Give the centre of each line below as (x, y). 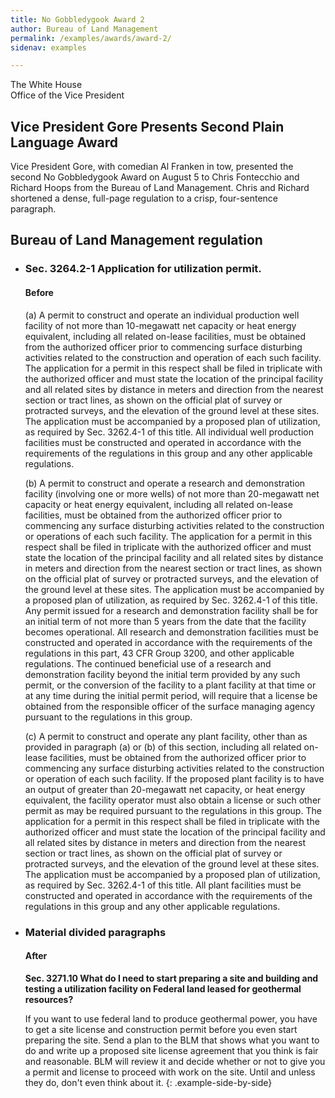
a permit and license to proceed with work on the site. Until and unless (170, 1072)
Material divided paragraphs (95, 932)
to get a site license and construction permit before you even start (161, 1029)
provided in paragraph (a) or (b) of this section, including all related (163, 747)
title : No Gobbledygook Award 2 (77, 19)
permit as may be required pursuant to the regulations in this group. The (173, 810)
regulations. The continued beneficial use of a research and (148, 663)
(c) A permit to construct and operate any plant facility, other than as (166, 736)
